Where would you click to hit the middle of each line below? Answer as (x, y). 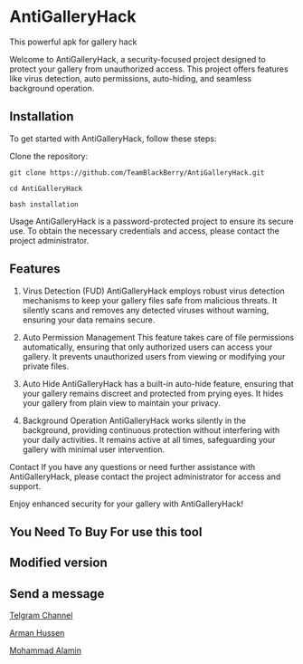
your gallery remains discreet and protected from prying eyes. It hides (153, 393)
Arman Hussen (37, 633)
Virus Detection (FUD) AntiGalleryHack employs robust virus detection (153, 291)
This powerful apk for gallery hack (73, 42)
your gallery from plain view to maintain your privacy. (121, 403)
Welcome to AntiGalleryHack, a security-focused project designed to (138, 59)
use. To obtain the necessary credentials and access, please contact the (145, 231)
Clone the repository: (49, 156)
